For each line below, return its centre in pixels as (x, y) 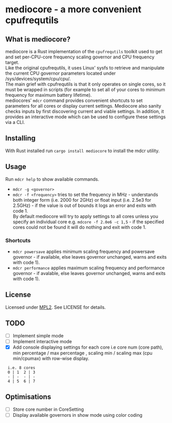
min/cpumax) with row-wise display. (51, 358)
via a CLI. (15, 122)
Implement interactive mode (42, 341)
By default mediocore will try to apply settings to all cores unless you (85, 216)
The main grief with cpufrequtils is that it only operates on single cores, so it (85, 84)
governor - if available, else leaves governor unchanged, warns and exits (90, 257)
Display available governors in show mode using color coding (77, 415)
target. (12, 62)
